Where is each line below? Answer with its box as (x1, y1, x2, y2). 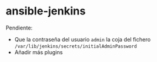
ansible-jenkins (5, 4, 86, 18)
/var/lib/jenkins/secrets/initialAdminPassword (14, 43, 137, 49)
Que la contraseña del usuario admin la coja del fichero (14, 36, 151, 43)
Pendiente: (5, 24, 33, 31)
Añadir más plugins (14, 48, 63, 55)
